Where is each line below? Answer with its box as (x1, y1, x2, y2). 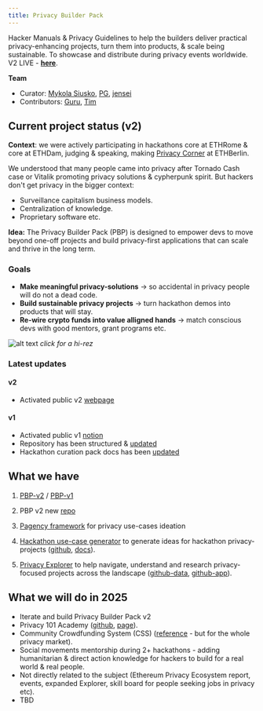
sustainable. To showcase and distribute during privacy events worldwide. (8, 49, 249, 59)
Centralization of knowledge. (19, 204, 114, 213)
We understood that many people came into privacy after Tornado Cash (8, 164, 240, 173)
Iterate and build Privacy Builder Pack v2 (19, 611, 152, 621)
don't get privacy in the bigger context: (8, 180, 135, 190)
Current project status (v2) (8, 119, 142, 133)
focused (19, 568, 47, 578)
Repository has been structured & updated (19, 439, 157, 448)
